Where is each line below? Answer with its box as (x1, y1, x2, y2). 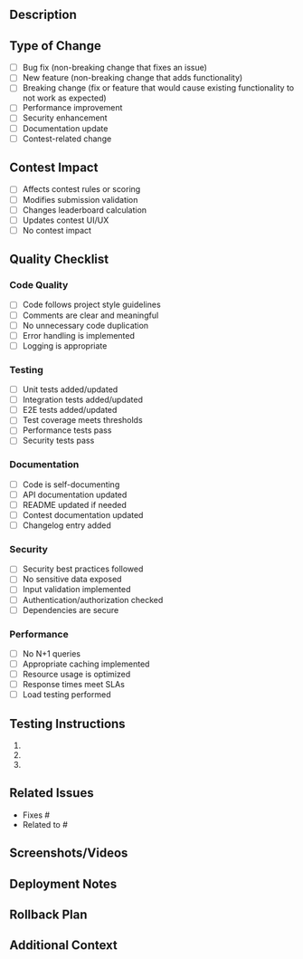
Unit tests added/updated (22, 384, 118, 395)
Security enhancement (22, 112, 108, 123)
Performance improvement (22, 102, 123, 113)
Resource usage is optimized (22, 669, 131, 680)
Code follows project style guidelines (22, 299, 161, 311)
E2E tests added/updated (22, 405, 118, 416)
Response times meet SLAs (22, 679, 125, 690)
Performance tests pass (22, 425, 112, 436)
